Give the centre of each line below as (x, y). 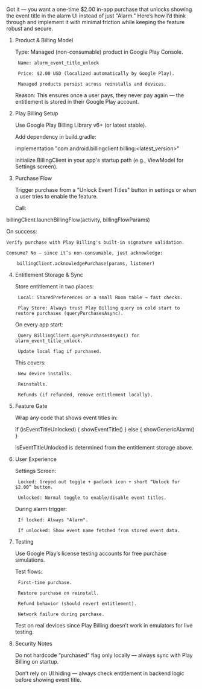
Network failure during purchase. (61, 614)
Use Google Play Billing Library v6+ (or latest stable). (80, 125)
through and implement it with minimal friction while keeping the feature (96, 22)
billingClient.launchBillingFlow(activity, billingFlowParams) (78, 220)
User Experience (36, 459)
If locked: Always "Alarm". (53, 520)
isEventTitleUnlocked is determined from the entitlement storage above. (104, 447)
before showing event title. (48, 680)
